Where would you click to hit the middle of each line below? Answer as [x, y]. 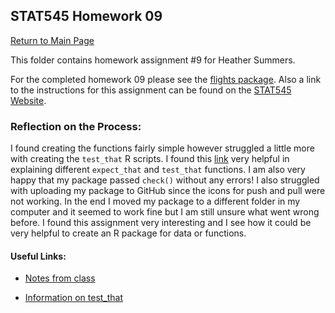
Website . [28, 100]
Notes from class [60, 278]
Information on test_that [74, 298]
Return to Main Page [52, 40]
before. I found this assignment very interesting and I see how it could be [161, 223]
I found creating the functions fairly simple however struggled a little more [162, 148]
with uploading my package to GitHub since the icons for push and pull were [168, 191]
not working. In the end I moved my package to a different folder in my [155, 201]
